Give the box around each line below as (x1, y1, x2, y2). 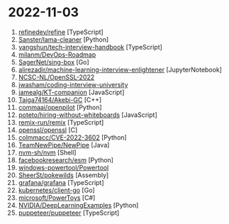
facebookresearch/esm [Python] (18, 155, 114, 164)
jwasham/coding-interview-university (18, 80, 128, 89)
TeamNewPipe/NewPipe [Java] (18, 140, 110, 149)
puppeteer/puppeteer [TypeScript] (18, 208, 120, 217)
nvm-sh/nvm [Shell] (18, 148, 77, 157)
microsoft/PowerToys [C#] (18, 193, 96, 202)
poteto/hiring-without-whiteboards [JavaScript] (18, 111, 158, 119)
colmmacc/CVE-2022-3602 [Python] (18, 133, 127, 142)
